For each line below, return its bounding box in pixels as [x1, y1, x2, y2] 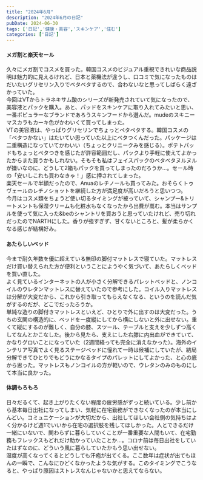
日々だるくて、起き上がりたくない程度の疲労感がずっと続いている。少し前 [6, 399, 192, 406]
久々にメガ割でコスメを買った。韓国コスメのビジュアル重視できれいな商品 [6, 66, 192, 73]
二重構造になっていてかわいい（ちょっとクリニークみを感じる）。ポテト [6, 142, 184, 149]
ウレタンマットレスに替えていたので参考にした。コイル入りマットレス [22, 285, 198, 292]
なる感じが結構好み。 [6, 225, 59, 233]
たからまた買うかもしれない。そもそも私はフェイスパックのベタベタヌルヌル [6, 157, 198, 164]
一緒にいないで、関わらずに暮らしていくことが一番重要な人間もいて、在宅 [6, 429, 191, 436]
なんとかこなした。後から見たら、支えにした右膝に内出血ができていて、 [16, 331, 197, 338]
